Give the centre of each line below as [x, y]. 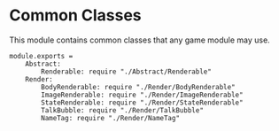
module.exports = [41, 56]
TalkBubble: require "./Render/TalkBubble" [122, 110]
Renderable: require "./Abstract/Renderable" [127, 72]
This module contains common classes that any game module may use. [139, 40]
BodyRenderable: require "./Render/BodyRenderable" [139, 87]
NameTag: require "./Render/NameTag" [110, 118]
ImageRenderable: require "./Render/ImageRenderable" [142, 95]
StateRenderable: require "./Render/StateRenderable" [142, 103]
